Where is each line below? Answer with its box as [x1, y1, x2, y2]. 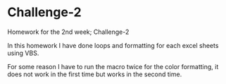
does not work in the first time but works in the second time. [7, 70, 182, 78]
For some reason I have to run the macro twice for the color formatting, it [7, 62, 219, 71]
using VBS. [7, 49, 39, 57]
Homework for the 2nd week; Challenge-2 [7, 28, 130, 36]
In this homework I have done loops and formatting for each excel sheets [7, 41, 219, 49]
